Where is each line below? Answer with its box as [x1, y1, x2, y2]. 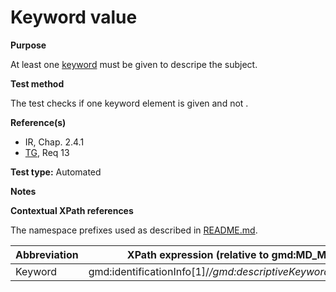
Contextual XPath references [10, 204, 134, 216]
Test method [10, 77, 65, 90]
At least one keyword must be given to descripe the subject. [10, 58, 258, 70]
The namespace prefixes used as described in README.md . [10, 224, 258, 236]
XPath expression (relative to [126, 247, 270, 261]
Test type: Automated [10, 166, 102, 178]
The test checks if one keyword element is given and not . [10, 97, 249, 109]
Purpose [10, 39, 47, 51]
